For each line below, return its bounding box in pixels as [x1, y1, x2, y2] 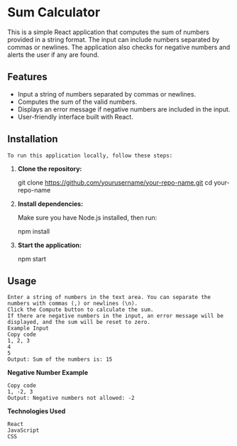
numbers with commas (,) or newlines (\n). [7, 300, 138, 308]
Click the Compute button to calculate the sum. [7, 306, 154, 313]
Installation [7, 133, 58, 146]
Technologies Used [7, 407, 66, 415]
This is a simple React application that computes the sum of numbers [7, 28, 209, 36]
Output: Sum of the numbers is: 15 [7, 356, 113, 363]
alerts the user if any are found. [7, 50, 99, 59]
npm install [17, 227, 50, 235]
